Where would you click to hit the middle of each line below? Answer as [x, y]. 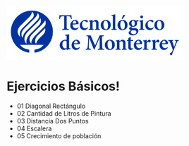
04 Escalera [34, 128]
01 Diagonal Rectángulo [51, 106]
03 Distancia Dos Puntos [53, 121]
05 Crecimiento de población [59, 135]
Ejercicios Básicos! [63, 86]
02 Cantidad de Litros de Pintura [64, 113]
